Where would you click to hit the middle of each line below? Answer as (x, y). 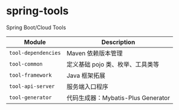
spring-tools (38, 11)
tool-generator (31, 97)
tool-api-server (32, 86)
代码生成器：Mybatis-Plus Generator (118, 98)
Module (35, 42)
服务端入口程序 (87, 86)
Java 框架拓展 (86, 76)
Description (118, 42)
